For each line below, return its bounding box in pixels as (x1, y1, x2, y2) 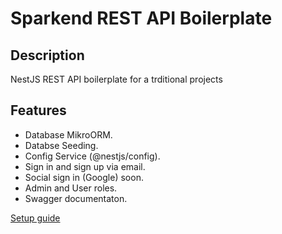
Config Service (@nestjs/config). (24, 150, 161, 162)
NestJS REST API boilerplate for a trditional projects (10, 73, 223, 85)
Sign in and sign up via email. (24, 160, 146, 172)
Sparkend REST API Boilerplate (10, 7, 273, 30)
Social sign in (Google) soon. (24, 171, 144, 183)
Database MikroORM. (24, 128, 113, 141)
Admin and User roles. (24, 182, 118, 194)
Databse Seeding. (24, 139, 99, 151)
